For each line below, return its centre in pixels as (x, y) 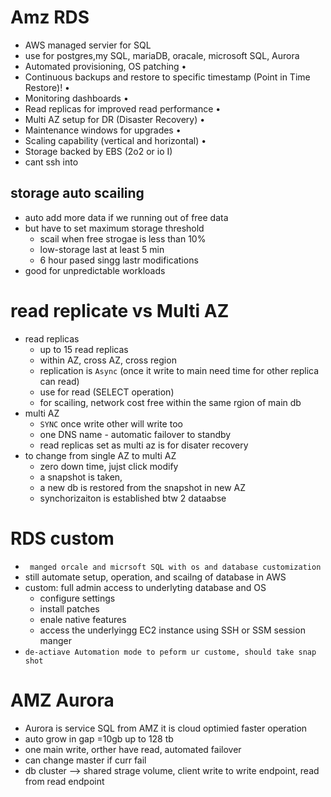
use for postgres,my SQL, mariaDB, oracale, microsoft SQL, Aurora (162, 55)
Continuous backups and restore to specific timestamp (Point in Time (167, 77)
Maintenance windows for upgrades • (103, 130)
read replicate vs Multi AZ (120, 310)
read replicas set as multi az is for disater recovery (144, 445)
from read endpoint (64, 781)
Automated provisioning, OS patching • (105, 66)
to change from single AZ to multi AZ (100, 455)
